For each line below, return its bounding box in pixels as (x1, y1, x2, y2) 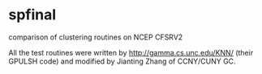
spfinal (8, 6, 57, 24)
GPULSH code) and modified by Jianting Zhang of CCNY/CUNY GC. (8, 56, 237, 66)
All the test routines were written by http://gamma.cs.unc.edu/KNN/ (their (8, 47, 254, 57)
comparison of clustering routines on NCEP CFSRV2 (8, 32, 183, 42)
